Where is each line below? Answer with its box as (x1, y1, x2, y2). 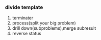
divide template (5, 4, 43, 11)
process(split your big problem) (12, 20, 76, 26)
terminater (12, 15, 33, 21)
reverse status (12, 31, 42, 37)
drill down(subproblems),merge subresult (12, 25, 97, 31)
